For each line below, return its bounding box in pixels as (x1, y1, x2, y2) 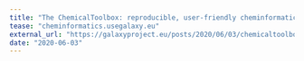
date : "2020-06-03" (9, 38, 83, 48)
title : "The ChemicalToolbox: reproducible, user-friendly (9, 13, 237, 22)
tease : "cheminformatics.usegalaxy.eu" (9, 22, 160, 30)
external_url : (9, 30, 63, 39)
